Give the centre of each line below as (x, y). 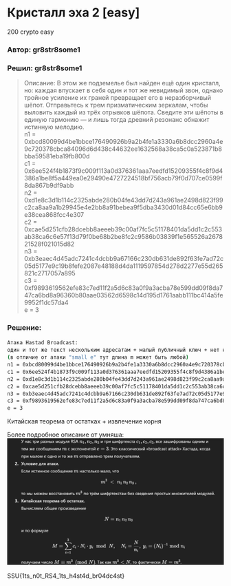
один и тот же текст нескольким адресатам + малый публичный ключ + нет (113, 350)
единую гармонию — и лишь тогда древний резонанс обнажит (117, 120)
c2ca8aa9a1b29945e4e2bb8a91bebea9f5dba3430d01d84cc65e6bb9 (123, 207)
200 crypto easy (31, 32)
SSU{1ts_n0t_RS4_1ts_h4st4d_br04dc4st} (66, 576)
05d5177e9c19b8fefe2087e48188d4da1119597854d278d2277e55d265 (123, 266)
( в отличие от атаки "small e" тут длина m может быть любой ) (98, 357)
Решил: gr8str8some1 (45, 68)
